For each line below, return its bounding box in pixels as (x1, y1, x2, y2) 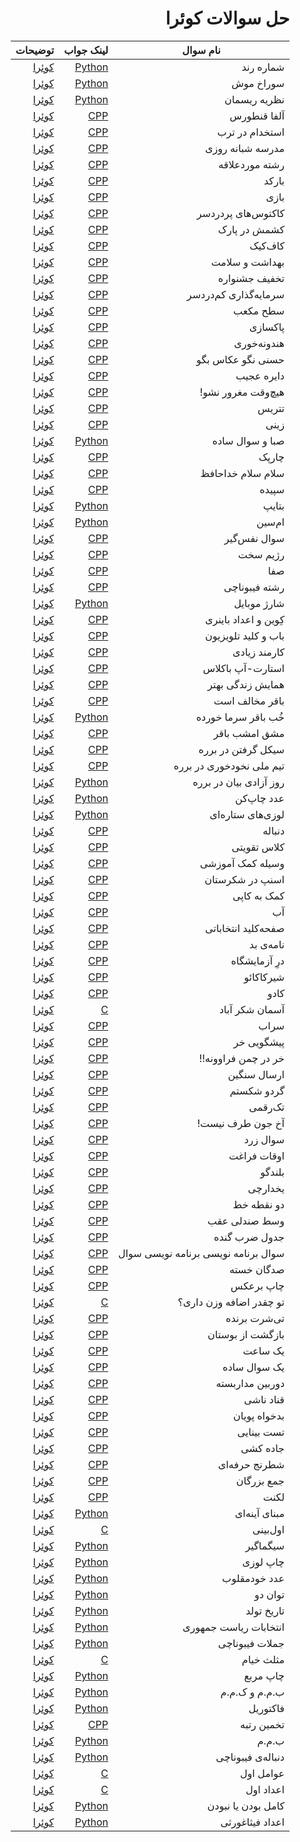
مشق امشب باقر (213, 726, 285, 740)
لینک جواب (63, 43, 109, 57)
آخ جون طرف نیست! (197, 1116, 285, 1130)
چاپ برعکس (230, 1278, 285, 1292)
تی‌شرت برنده (225, 1311, 285, 1325)
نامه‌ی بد (248, 937, 285, 951)
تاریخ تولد (245, 1603, 285, 1617)
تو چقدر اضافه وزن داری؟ (177, 1295, 285, 1309)
